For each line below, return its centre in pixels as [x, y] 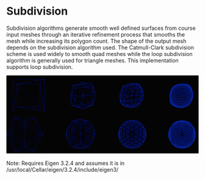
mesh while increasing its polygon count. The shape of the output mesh [96, 41]
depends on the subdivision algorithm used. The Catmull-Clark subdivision [100, 47]
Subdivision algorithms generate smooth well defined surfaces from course [101, 28]
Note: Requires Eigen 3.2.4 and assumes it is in [66, 163]
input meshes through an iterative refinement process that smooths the [96, 34]
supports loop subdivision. [40, 67]
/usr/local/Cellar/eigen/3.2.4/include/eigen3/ [63, 170]
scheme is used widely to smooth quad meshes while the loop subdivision [100, 54]
